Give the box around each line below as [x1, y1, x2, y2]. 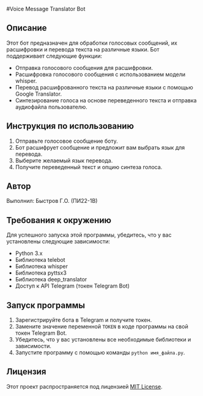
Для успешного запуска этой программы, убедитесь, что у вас [6, 231, 172, 238]
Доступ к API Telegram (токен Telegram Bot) [15, 282, 130, 290]
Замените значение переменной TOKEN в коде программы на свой [15, 323, 188, 330]
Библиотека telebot [15, 256, 65, 264]
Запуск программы [6, 300, 86, 310]
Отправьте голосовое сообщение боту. [15, 137, 118, 145]
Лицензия [6, 367, 46, 377]
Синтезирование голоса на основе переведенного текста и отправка [15, 96, 197, 104]
